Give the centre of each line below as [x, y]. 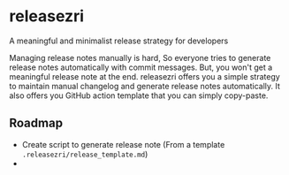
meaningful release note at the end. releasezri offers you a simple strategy [144, 76]
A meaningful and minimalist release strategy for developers [119, 41]
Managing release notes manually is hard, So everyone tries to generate [140, 57]
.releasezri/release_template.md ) [85, 154]
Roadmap [36, 123]
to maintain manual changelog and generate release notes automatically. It [145, 86]
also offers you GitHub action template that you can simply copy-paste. [139, 95]
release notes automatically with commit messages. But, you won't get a [141, 67]
